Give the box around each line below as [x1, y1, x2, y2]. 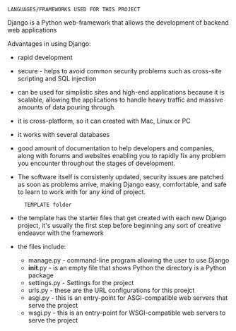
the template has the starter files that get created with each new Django [17, 214, 228, 222]
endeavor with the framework [17, 229, 104, 237]
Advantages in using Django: [7, 40, 91, 48]
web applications [7, 26, 57, 34]
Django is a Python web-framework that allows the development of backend [7, 18, 230, 27]
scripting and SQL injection [17, 74, 97, 83]
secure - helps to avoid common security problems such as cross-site [17, 67, 222, 75]
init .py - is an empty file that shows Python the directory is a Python [28, 264, 227, 272]
